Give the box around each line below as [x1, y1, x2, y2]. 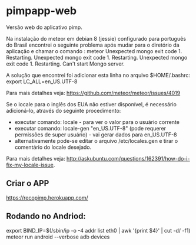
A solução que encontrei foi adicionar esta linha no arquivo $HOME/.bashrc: [6, 71, 190, 79]
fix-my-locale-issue [6, 161, 54, 168]
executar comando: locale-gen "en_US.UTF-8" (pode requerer [14, 125, 167, 132]
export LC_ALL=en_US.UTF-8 [6, 78, 78, 85]
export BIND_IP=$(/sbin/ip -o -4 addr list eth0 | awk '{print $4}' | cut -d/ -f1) [6, 227, 191, 234]
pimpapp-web [6, 4, 77, 18]
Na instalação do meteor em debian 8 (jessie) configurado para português [6, 35, 187, 42]
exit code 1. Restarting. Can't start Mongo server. [6, 60, 125, 67]
